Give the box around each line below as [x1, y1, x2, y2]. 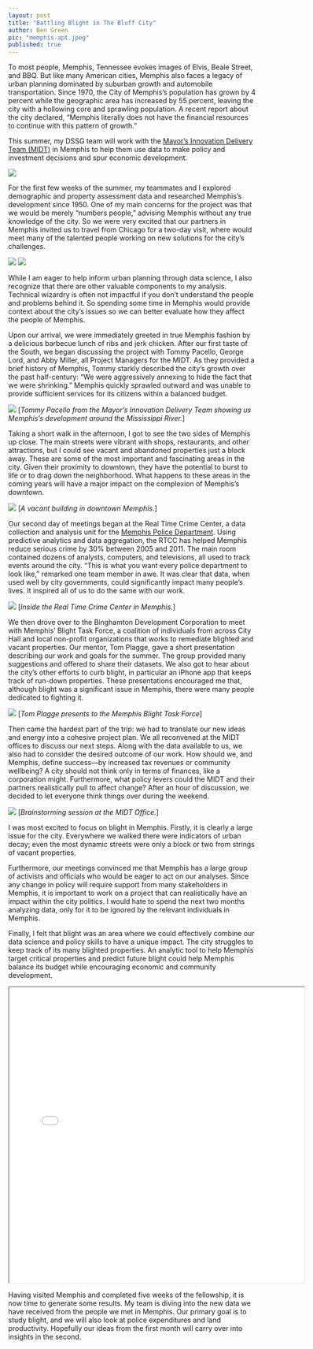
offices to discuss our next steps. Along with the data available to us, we [8, 741, 243, 751]
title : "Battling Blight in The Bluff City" [8, 19, 156, 27]
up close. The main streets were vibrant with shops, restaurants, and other [8, 437, 250, 447]
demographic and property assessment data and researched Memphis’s [8, 191, 242, 201]
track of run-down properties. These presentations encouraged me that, [8, 676, 242, 686]
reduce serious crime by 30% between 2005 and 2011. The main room [8, 544, 237, 554]
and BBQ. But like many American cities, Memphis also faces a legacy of [8, 71, 243, 80]
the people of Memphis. [8, 315, 86, 325]
